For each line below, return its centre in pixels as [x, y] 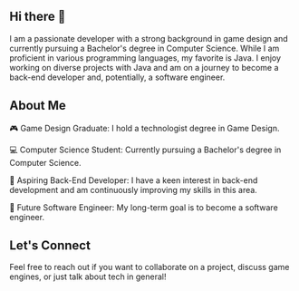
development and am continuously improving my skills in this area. [134, 189]
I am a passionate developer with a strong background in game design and [149, 38]
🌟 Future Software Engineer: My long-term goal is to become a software [144, 207]
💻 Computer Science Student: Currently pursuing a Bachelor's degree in [145, 150]
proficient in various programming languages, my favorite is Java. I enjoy [145, 58]
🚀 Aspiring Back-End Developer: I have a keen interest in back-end [134, 180]
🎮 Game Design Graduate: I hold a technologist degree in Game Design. [145, 128]
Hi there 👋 [38, 17]
